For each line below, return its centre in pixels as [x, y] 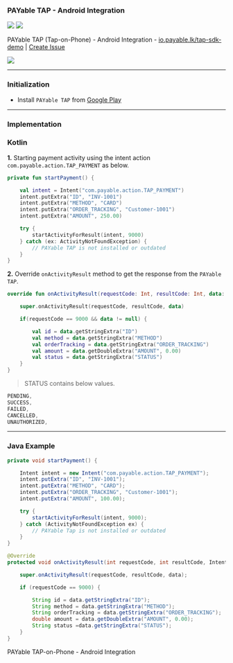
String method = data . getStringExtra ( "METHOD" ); [104, 606]
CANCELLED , [23, 415]
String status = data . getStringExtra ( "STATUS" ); [102, 626]
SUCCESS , [20, 403]
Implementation [35, 124]
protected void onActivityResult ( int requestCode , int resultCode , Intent [118, 563]
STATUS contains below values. [70, 384]
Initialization [28, 85]
